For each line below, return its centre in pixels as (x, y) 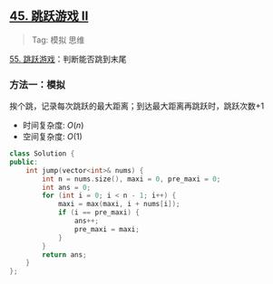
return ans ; (65, 255)
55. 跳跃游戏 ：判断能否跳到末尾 (68, 59)
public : (24, 162)
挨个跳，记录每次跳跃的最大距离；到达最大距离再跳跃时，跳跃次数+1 (137, 106)
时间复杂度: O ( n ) (53, 126)
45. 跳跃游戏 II (49, 16)
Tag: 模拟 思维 (58, 40)
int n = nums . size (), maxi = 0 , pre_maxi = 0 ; (132, 179)
